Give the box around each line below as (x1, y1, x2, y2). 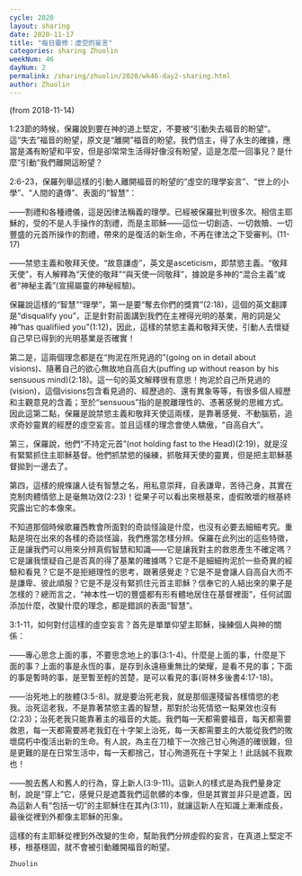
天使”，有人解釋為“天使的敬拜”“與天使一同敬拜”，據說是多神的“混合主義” (9, 269, 279, 279)
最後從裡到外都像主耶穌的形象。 (9, 810, 128, 822)
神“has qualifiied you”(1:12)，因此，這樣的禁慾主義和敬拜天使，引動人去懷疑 (9, 321, 290, 332)
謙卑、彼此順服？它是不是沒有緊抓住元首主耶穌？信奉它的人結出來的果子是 (16, 577, 293, 588)
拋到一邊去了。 (16, 460, 73, 472)
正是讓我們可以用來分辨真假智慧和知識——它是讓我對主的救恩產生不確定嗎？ (9, 544, 293, 554)
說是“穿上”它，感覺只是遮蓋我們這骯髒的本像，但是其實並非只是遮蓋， (24, 788, 285, 800)
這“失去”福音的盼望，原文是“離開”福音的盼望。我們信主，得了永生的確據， (9, 134, 283, 145)
